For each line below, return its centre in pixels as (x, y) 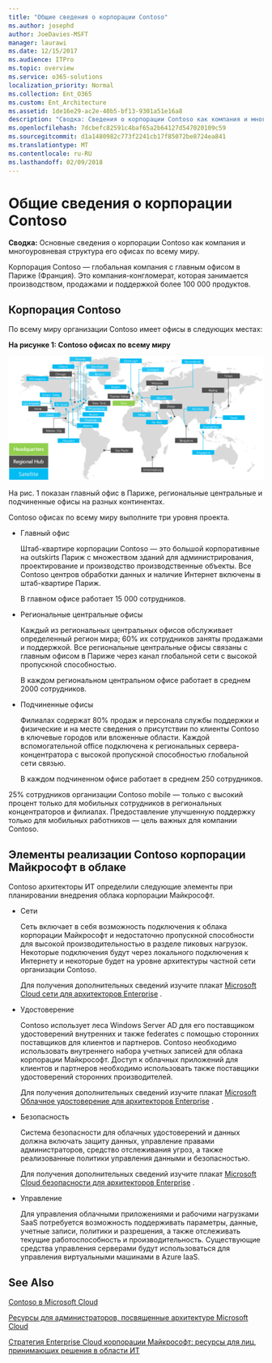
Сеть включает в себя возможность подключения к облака (123, 927)
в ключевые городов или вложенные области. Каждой (115, 737)
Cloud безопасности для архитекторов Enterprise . (107, 1183)
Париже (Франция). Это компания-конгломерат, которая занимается (128, 276)
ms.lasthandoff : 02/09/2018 (56, 162)
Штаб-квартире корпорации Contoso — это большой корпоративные (140, 549)
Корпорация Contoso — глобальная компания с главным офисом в (124, 267)
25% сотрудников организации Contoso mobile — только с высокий (126, 795)
